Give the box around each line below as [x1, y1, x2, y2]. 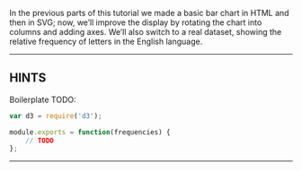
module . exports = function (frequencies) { [9, 127, 171, 137]
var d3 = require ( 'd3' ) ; [9, 111, 102, 120]
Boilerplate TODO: [9, 94, 76, 105]
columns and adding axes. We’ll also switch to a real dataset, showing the [9, 27, 282, 37]
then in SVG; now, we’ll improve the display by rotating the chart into [9, 17, 262, 28]
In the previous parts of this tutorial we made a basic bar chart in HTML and [9, 8, 289, 18]
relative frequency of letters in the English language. [9, 36, 203, 47]
